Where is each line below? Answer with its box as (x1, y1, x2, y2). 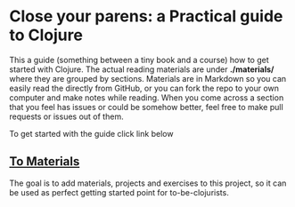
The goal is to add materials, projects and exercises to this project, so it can (9, 178, 287, 188)
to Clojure (9, 25, 83, 45)
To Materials (9, 154, 80, 170)
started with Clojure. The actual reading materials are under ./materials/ (9, 64, 275, 75)
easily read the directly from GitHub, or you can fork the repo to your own (9, 83, 279, 93)
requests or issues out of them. (9, 111, 124, 122)
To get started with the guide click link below (9, 128, 174, 139)
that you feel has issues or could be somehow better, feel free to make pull (9, 101, 283, 112)
